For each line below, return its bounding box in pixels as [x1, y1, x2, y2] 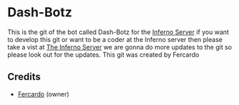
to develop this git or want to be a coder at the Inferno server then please [7, 35, 223, 43]
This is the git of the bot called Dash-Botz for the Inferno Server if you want [7, 28, 230, 36]
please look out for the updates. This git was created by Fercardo [7, 50, 200, 59]
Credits [7, 71, 41, 83]
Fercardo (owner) [17, 89, 70, 98]
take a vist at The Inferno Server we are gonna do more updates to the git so [7, 43, 232, 51]
